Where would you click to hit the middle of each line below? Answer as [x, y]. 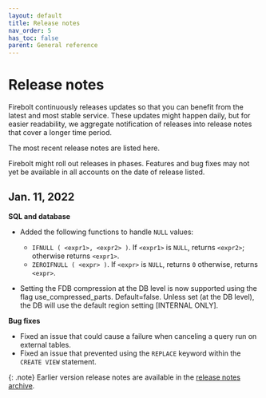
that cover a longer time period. [60, 133]
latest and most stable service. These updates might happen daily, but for [129, 116]
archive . [22, 385]
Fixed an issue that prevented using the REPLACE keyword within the [130, 353]
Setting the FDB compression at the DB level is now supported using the [139, 288]
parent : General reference [53, 46]
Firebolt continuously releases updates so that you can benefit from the [126, 107]
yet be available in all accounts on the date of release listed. [107, 172]
